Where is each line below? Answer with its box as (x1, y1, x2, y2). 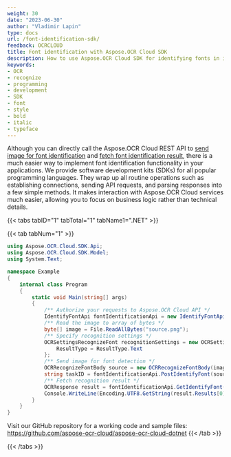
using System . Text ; (7, 256, 63, 263)
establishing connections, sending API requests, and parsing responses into (7, 181, 222, 190)
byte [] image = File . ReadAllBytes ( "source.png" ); (43, 325, 189, 333)
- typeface (7, 125, 38, 132)
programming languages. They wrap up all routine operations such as (7, 174, 204, 182)
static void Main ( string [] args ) (32, 294, 128, 301)
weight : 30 (7, 10, 38, 17)
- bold (7, 112, 26, 119)
